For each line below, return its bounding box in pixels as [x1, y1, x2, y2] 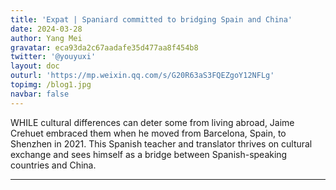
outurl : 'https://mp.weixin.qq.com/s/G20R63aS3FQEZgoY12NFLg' [10, 71, 275, 81]
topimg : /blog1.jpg [10, 80, 92, 90]
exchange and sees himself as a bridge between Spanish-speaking [10, 148, 288, 160]
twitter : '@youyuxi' [10, 52, 97, 62]
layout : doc [10, 61, 60, 71]
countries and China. [10, 159, 97, 171]
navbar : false [10, 89, 70, 99]
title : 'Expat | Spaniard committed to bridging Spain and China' [10, 14, 293, 25]
